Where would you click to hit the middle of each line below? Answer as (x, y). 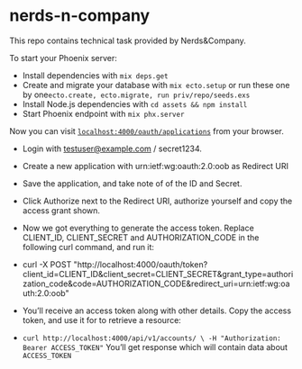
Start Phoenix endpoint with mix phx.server (103, 113)
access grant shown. (61, 210)
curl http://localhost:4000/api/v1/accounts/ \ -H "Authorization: (151, 338)
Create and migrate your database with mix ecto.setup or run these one (156, 85)
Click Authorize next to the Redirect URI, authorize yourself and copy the (157, 201)
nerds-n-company (80, 16)
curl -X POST (47, 264)
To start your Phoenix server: (63, 58)
